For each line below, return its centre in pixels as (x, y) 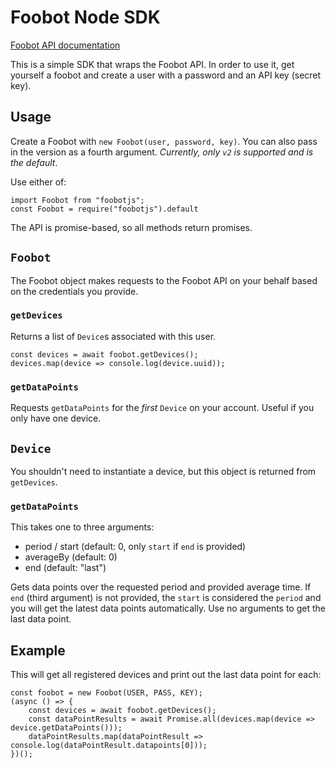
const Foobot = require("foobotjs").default (104, 209)
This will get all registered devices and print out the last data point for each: (166, 675)
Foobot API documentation (65, 45)
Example (38, 650)
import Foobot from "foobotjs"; (77, 200)
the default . (34, 162)
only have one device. (56, 418)
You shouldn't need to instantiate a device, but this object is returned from (163, 471)
